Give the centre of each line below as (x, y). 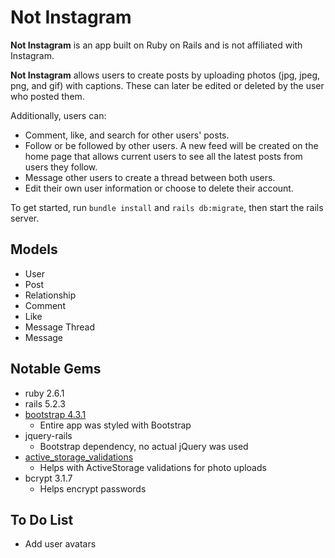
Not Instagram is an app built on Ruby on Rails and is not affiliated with (156, 45)
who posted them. (47, 96)
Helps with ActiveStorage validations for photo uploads (153, 467)
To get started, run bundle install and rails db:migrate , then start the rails (167, 207)
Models (34, 249)
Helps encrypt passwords (93, 488)
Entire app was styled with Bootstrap (115, 425)
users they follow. (61, 167)
